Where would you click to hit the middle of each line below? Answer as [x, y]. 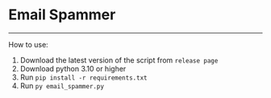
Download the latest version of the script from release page [119, 60]
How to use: [28, 44]
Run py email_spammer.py [62, 85]
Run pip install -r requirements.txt [83, 77]
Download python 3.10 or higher [73, 68]
